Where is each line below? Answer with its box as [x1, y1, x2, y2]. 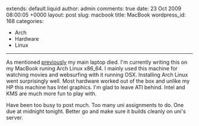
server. [6, 114, 24, 121]
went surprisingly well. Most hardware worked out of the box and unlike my [6, 77, 190, 85]
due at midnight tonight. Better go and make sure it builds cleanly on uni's [6, 108, 186, 115]
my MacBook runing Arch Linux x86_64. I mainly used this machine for [6, 65, 178, 72]
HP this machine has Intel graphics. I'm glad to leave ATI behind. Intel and [6, 84, 185, 91]
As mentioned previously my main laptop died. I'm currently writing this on [6, 59, 188, 66]
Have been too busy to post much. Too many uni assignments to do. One [6, 102, 184, 108]
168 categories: [6, 18, 44, 24]
